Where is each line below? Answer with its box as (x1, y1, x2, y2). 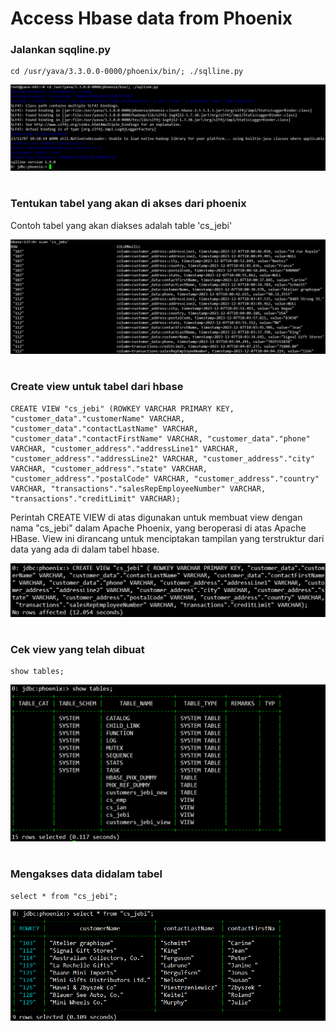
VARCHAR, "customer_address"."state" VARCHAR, (10, 463, 208, 474)
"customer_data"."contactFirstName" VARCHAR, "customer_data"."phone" (10, 433, 311, 444)
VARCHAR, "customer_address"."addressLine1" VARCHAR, (10, 443, 240, 454)
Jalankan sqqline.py (10, 43, 112, 57)
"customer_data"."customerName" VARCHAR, (10, 413, 186, 424)
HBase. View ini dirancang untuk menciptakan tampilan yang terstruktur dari (10, 532, 325, 544)
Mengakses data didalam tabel (10, 867, 163, 881)
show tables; (10, 667, 65, 677)
